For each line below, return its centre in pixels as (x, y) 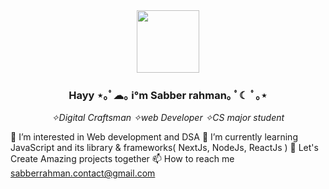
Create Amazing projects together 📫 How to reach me (122, 159)
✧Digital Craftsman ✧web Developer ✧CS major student (168, 118)
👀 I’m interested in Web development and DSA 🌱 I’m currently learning (154, 137)
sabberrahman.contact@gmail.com (83, 173)
